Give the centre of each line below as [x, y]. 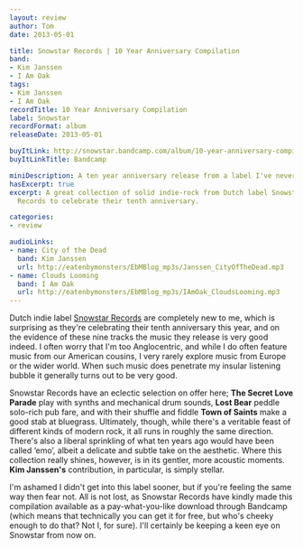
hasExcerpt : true [42, 184]
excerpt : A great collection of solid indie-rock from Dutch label [139, 192]
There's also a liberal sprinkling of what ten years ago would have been [142, 441]
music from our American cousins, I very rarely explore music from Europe [148, 357]
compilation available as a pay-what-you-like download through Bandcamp [149, 506]
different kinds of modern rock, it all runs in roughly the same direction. [141, 432]
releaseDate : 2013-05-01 [56, 135]
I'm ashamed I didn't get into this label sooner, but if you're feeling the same [151, 488]
